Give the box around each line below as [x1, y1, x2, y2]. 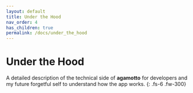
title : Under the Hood [6, 14, 61, 20]
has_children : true [6, 24, 54, 31]
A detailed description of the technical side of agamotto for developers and [6, 74, 188, 81]
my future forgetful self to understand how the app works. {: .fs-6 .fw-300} [6, 81, 187, 88]
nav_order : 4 [6, 19, 38, 25]
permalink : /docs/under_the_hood [6, 30, 87, 36]
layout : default [6, 8, 45, 15]
